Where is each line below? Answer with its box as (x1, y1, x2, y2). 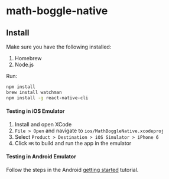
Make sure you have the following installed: (6, 43, 112, 50)
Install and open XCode (14, 121, 72, 128)
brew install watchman (6, 89, 62, 95)
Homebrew (14, 55, 42, 61)
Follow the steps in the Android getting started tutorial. (6, 167, 139, 174)
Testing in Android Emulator (6, 153, 77, 160)
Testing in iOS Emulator (6, 108, 65, 115)
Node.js (14, 61, 34, 68)
